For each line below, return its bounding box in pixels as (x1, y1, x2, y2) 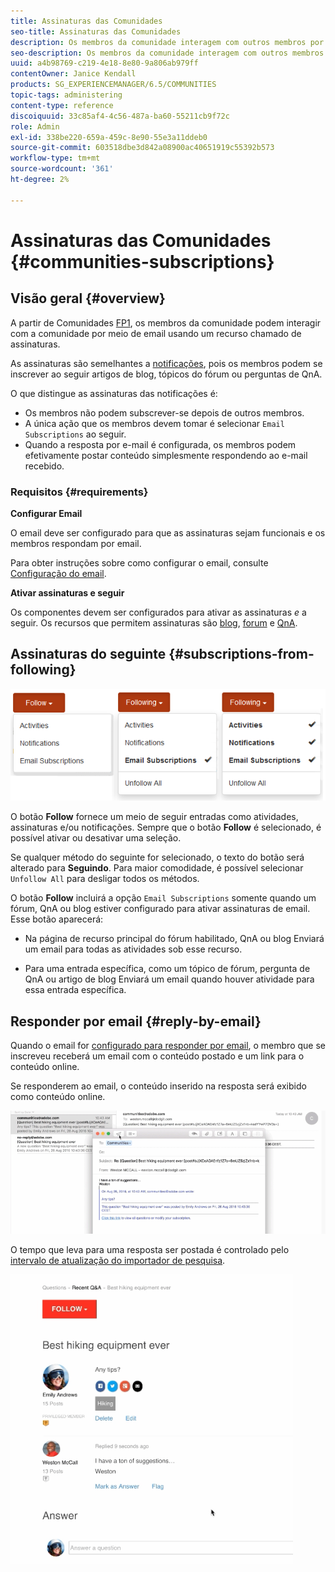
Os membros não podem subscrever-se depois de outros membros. (24, 406, 305, 419)
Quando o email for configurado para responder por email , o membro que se (10, 1040, 326, 1052)
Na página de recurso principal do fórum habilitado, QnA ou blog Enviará (24, 933, 325, 945)
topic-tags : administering (10, 90, 123, 100)
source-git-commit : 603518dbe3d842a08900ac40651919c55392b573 (10, 143, 275, 153)
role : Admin (10, 121, 60, 132)
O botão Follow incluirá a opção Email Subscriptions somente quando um (10, 892, 317, 904)
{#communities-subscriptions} (10, 250, 275, 273)
